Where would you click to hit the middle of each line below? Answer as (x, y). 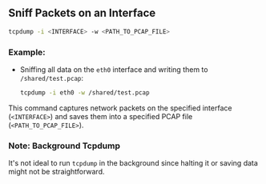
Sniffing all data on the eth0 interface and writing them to (114, 69)
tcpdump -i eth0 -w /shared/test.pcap (85, 92)
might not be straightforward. (57, 172)
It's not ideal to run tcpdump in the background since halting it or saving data (133, 163)
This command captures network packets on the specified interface (120, 108)
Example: (27, 52)
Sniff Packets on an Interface (82, 13)
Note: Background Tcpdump (64, 146)
